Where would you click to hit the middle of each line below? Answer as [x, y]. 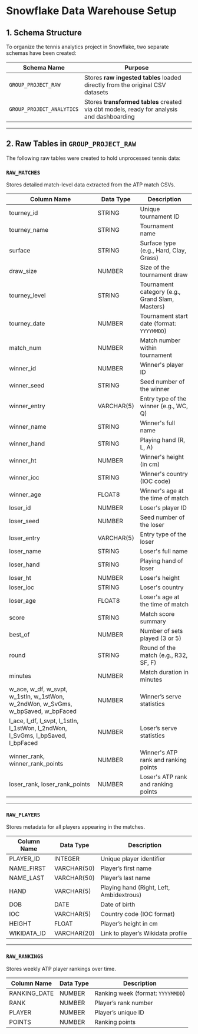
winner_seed [27, 386]
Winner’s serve [161, 697]
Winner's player [162, 365]
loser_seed [24, 521]
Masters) [152, 307]
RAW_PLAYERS [23, 815]
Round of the [158, 648]
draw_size [23, 271]
